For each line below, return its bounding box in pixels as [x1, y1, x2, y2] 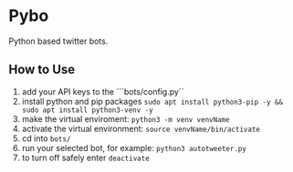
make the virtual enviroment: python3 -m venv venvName [21, 113, 230, 124]
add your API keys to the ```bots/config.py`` [21, 86, 184, 96]
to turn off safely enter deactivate [21, 152, 150, 163]
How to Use [8, 62, 76, 77]
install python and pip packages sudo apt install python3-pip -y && [21, 96, 284, 106]
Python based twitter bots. [8, 35, 109, 46]
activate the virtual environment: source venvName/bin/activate [21, 123, 261, 134]
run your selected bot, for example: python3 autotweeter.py [21, 142, 247, 153]
